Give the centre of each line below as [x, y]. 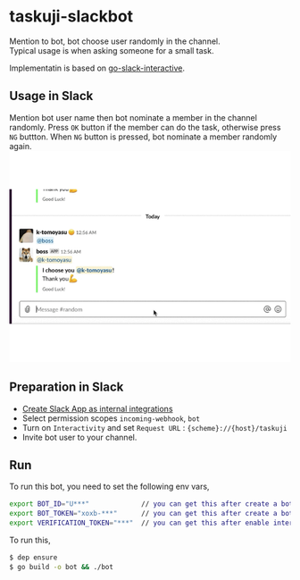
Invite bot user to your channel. [79, 437]
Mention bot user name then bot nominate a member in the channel [133, 117]
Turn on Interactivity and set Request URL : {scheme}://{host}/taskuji [154, 427]
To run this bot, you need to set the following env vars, [109, 487]
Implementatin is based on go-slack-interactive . [97, 68]
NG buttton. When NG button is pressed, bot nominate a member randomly [143, 137]
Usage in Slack [51, 96]
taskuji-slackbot [71, 17]
